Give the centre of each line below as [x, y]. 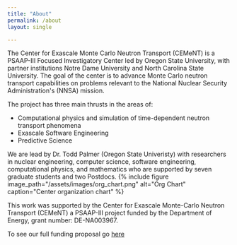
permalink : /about [34, 20]
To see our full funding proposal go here [66, 234]
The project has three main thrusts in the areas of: [80, 104]
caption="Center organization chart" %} [66, 192]
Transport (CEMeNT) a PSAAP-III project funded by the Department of [110, 213]
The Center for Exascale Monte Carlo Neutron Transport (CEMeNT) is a [111, 53]
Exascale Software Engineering [63, 133]
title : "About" [30, 14]
